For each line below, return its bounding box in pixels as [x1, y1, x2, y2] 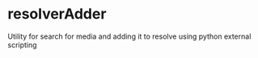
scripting [7, 39, 37, 49]
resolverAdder [7, 5, 107, 23]
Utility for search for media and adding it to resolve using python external [7, 31, 252, 41]
